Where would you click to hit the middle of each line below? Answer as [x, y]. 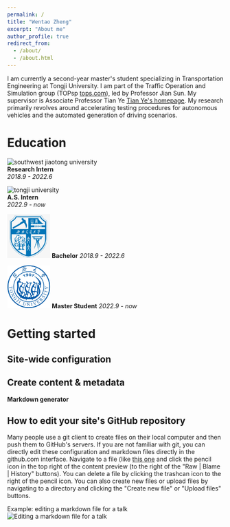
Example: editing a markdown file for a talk [68, 509]
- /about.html [33, 58]
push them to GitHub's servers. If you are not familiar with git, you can [106, 444]
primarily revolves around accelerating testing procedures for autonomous [112, 107]
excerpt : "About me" [37, 29]
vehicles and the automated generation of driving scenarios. [92, 115]
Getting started [51, 334]
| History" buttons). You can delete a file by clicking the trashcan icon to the [114, 474]
